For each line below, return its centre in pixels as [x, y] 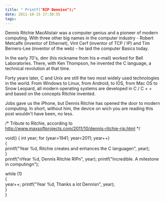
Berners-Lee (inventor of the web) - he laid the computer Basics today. [77, 49]
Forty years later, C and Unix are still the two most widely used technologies [82, 78]
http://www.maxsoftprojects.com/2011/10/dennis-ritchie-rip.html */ [73, 129]
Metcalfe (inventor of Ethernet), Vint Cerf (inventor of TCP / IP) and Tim [78, 43]
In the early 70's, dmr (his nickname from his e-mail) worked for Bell [74, 58]
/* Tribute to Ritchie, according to [39, 123]
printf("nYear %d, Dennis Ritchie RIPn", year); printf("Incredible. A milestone [82, 159]
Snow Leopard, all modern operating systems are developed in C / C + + [79, 89]
